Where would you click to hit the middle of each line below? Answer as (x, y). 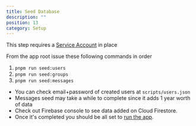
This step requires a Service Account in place (62, 45)
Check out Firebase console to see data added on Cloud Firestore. (96, 111)
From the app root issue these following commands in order (79, 56)
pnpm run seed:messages (44, 81)
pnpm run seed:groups (41, 75)
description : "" (26, 17)
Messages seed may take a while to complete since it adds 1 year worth (102, 98)
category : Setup (26, 28)
